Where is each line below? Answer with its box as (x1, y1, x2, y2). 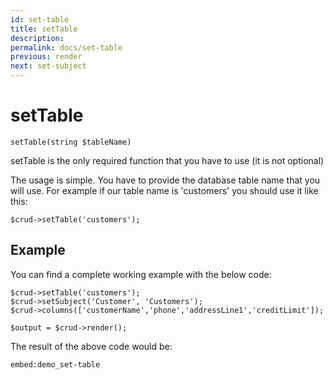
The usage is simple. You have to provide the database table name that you (10, 174, 321, 186)
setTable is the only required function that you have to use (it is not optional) (10, 154, 325, 166)
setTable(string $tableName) (10, 137, 132, 147)
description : (10, 33, 65, 43)
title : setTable (10, 24, 78, 34)
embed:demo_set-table (10, 359, 101, 370)
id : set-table (10, 14, 70, 25)
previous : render (10, 52, 83, 62)
